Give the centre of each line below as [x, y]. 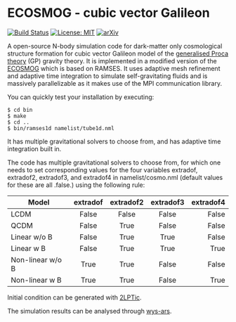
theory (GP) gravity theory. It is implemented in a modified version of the [112, 60]
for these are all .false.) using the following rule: [76, 185]
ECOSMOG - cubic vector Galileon [109, 13]
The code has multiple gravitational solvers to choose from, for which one [114, 162]
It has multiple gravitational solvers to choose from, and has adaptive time [114, 141]
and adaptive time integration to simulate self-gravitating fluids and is [107, 76]
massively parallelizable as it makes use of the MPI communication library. [115, 83]
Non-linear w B [36, 280]
